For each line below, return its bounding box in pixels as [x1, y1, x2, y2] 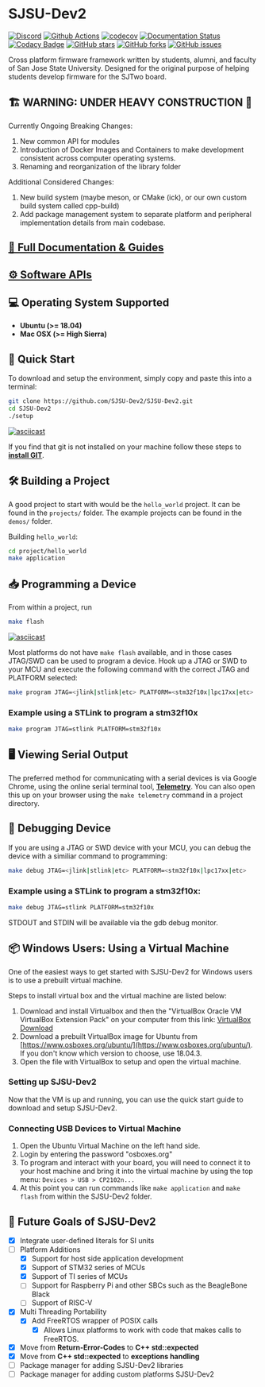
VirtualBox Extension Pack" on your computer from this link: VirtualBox [19, 1014, 252, 1024]
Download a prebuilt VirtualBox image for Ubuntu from [19, 1031, 198, 1041]
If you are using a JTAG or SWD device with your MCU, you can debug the [8, 843, 252, 852]
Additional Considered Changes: [8, 176, 114, 187]
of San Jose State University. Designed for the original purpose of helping [8, 63, 250, 72]
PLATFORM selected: [8, 673, 78, 683]
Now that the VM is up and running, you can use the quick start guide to [8, 1094, 244, 1104]
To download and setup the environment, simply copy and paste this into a [8, 374, 252, 383]
